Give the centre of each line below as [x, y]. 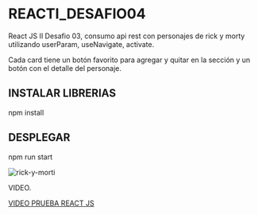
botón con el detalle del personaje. [65, 68]
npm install [26, 112]
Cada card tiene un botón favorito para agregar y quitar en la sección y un [129, 60]
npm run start [31, 157]
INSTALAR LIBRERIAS [62, 94]
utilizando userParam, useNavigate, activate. [81, 44]
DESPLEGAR [39, 137]
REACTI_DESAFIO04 [77, 14]
